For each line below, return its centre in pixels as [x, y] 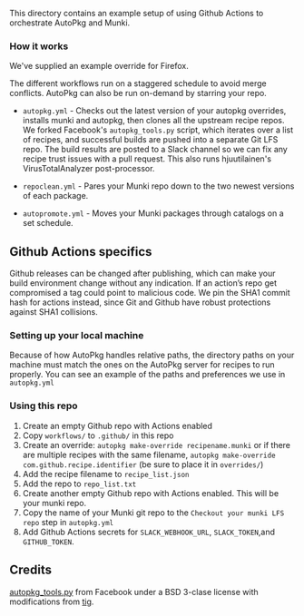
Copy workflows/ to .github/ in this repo [98, 435]
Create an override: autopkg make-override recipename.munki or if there [157, 445]
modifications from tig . [52, 601]
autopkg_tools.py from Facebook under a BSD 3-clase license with [134, 592]
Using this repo [44, 406]
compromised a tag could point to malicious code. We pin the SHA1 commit [150, 293]
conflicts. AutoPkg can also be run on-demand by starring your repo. [138, 93]
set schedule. [48, 223]
